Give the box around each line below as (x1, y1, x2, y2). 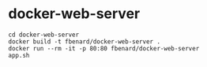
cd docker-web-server (8, 31, 80, 39)
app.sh (8, 51, 30, 59)
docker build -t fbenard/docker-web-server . (8, 37, 160, 46)
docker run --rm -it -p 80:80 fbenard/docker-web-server (8, 44, 200, 52)
